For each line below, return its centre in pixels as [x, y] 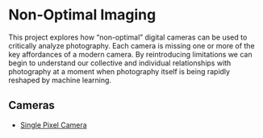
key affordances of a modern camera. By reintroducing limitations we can [130, 54]
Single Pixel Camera [53, 125]
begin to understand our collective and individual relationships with [120, 63]
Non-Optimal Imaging [82, 15]
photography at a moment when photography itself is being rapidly [119, 71]
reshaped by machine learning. [60, 80]
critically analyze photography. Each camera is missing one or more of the [132, 45]
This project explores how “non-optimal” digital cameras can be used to [128, 37]
